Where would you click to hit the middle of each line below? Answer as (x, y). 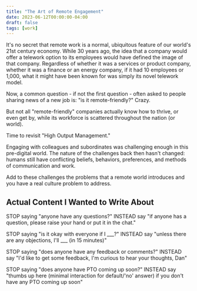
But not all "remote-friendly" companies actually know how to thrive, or (92, 112)
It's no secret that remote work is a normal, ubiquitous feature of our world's (98, 45)
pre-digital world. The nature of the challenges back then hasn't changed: (96, 153)
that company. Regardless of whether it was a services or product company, (98, 64)
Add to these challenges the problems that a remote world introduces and (96, 177)
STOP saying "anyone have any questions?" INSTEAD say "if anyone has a (96, 217)
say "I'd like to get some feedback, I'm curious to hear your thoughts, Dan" (97, 258)
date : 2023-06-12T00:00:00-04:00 (47, 17)
